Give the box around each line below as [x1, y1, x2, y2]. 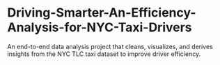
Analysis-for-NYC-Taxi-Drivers [7, 19, 193, 35]
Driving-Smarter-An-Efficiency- [7, 5, 196, 21]
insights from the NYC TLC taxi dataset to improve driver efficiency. [7, 50, 201, 58]
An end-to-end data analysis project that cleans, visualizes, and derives [7, 42, 214, 50]
